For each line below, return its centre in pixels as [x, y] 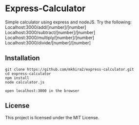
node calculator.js [25, 82]
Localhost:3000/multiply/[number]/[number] [50, 38]
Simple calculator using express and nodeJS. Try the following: [68, 22]
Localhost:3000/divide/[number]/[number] [48, 42]
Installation [22, 58]
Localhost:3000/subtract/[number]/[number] [50, 32]
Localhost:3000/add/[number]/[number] [46, 27]
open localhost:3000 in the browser [42, 91]
